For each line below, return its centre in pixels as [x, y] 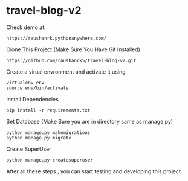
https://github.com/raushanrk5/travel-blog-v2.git [71, 60]
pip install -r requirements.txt [48, 110]
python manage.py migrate [39, 138]
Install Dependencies [32, 99]
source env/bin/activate [37, 88]
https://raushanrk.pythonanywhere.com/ [57, 38]
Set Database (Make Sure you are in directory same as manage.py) [90, 121]
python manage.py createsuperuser [50, 160]
